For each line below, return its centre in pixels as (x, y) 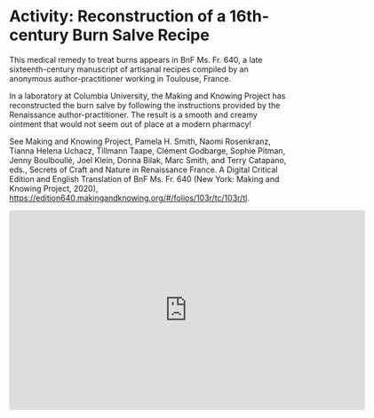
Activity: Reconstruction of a (118, 16)
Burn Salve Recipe (141, 35)
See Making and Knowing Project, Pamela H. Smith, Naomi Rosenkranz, (140, 141)
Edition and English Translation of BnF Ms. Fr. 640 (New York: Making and (144, 178)
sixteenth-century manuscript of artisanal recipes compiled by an (129, 69)
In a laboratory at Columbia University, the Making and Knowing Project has (147, 96)
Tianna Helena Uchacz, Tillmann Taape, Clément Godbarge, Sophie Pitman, (147, 150)
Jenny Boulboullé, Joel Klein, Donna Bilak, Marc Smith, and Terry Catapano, (148, 160)
